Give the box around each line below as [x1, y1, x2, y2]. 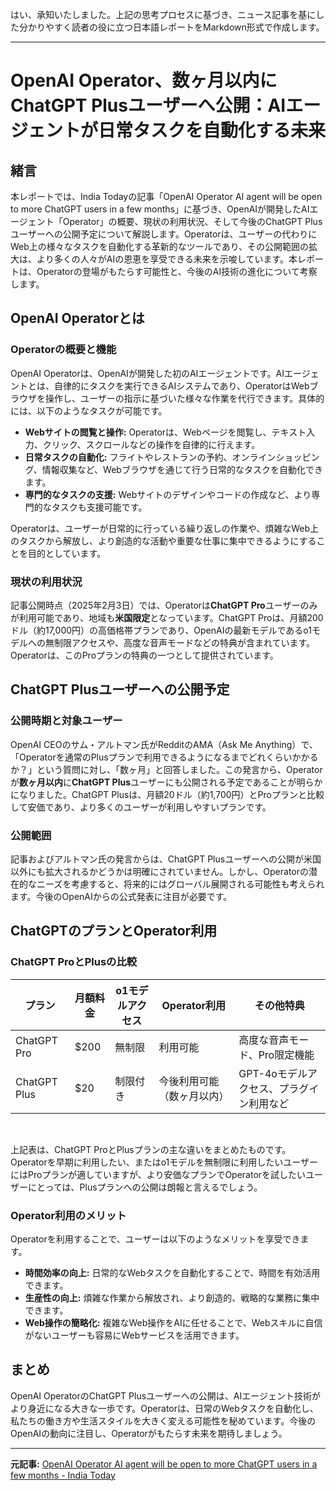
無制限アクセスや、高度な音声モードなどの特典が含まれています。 [44, 636, 316, 648]
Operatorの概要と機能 [10, 343, 117, 357]
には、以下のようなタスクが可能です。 [10, 404, 168, 417]
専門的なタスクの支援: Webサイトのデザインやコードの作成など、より [24, 488, 312, 500]
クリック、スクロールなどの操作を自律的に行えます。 [42, 438, 261, 450]
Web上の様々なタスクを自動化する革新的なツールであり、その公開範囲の [10, 241, 310, 252]
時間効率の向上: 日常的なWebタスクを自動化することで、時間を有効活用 [24, 1266, 321, 1278]
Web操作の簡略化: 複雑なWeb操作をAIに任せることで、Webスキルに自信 [24, 1316, 323, 1328]
